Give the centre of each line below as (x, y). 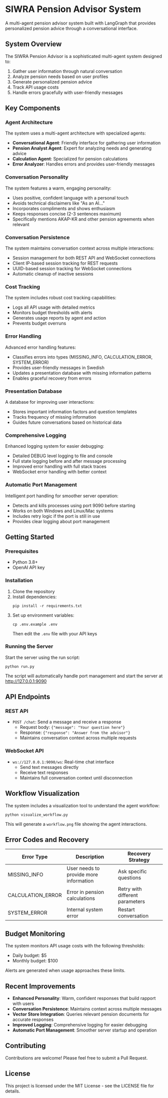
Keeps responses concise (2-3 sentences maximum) (67, 214)
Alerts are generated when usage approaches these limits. (65, 970)
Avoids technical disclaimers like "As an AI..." (58, 203)
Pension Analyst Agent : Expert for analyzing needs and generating (82, 148)
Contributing (25, 1046)
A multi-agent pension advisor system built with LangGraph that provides (80, 23)
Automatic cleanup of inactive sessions (53, 274)
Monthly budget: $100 (35, 961)
